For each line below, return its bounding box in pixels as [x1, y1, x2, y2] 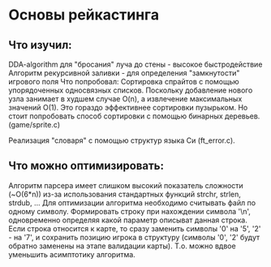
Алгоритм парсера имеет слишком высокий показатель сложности [8, 180, 243, 190]
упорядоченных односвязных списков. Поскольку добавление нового [8, 85, 253, 95]
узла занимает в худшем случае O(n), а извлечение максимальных [8, 94, 243, 103]
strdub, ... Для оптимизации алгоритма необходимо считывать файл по [8, 197, 256, 208]
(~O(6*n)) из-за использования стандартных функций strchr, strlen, [8, 189, 242, 199]
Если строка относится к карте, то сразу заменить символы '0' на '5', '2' [8, 223, 261, 233]
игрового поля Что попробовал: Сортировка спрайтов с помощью [8, 77, 239, 86]
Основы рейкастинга [8, 6, 160, 24]
